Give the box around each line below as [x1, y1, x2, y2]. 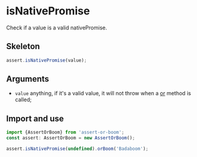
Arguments [6, 74, 50, 84]
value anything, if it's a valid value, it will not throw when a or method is [14, 90, 192, 97]
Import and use [6, 113, 64, 123]
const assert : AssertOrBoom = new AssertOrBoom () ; [6, 135, 135, 141]
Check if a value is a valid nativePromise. [6, 24, 107, 31]
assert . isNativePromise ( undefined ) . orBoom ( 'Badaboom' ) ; [6, 146, 148, 152]
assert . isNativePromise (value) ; [6, 57, 87, 64]
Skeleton [6, 41, 40, 52]
